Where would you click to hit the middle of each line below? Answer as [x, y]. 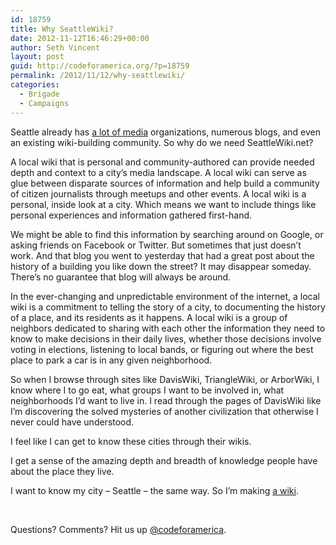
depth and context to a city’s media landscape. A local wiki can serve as [158, 172]
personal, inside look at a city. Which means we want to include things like [163, 204]
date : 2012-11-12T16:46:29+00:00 [80, 38]
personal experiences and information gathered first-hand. [131, 215]
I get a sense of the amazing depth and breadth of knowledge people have [164, 460]
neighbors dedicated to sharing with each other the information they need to [168, 328]
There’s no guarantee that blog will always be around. [121, 277]
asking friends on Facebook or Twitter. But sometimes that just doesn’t [156, 245]
